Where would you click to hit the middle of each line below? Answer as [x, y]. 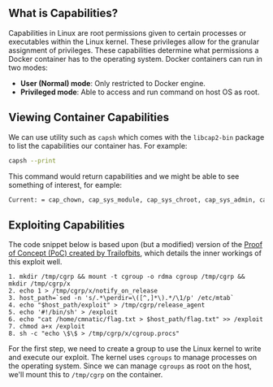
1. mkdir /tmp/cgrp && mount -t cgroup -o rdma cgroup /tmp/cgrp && [127, 277]
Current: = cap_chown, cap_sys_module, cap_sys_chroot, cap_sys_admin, [132, 200]
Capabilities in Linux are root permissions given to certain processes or [127, 33]
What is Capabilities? [63, 13]
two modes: [28, 67]
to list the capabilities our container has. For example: [98, 146]
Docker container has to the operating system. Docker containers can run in [135, 59]
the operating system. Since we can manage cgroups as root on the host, [130, 366]
